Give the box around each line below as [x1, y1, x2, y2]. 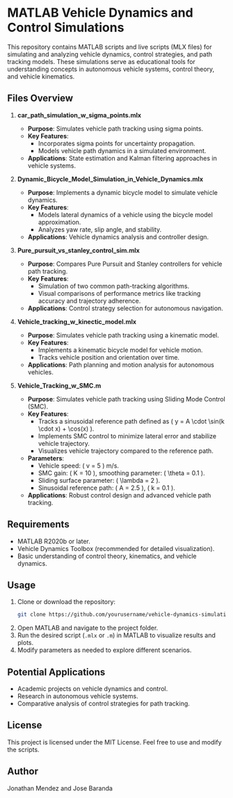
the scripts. [7, 745, 40, 753]
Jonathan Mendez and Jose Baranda [7, 784, 113, 792]
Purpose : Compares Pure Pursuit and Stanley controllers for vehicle [27, 260, 223, 268]
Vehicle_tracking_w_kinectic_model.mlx [17, 317, 137, 326]
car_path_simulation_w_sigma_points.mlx [17, 111, 141, 119]
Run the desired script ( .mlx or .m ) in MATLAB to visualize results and [17, 631, 216, 639]
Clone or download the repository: [17, 598, 116, 606]
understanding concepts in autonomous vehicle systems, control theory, [7, 65, 215, 73]
